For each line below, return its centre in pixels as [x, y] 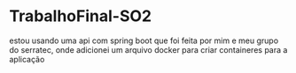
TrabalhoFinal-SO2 [81, 16]
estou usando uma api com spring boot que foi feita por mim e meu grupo [144, 40]
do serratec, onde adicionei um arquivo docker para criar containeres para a [148, 49]
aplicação [27, 59]
